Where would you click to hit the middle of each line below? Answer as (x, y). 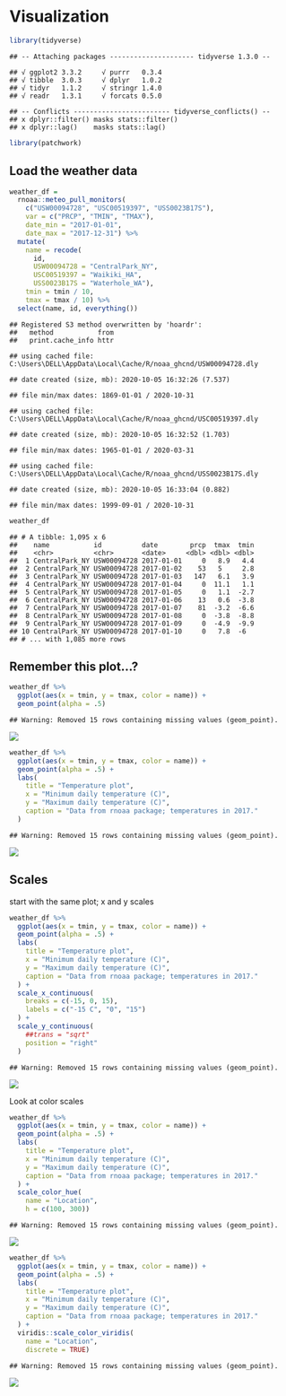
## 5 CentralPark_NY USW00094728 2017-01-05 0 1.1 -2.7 (132, 592)
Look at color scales (47, 1101)
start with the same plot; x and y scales (82, 901)
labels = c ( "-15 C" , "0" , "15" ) (86, 1010)
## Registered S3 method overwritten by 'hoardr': (106, 325)
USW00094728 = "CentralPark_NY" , (95, 266)
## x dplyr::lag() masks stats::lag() (88, 127)
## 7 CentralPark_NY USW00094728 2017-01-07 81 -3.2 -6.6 (132, 607)
